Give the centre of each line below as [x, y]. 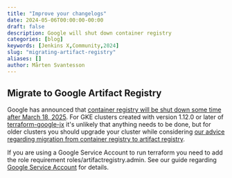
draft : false [26, 26]
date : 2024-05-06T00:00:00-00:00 [55, 20]
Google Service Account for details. [58, 168]
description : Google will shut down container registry [89, 33]
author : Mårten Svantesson [46, 65]
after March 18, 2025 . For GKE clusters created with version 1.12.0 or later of [115, 117]
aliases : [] [24, 59]
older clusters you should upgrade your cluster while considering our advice [116, 132]
